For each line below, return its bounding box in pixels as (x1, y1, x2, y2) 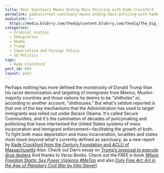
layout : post (5, 71, 32, 76)
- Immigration (9, 35, 38, 40)
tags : (5, 57, 16, 62)
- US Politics (9, 52, 38, 58)
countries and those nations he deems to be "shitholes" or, (22, 95, 141, 100)
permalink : (5, 12, 27, 17)
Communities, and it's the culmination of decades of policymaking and (5, 116, 147, 122)
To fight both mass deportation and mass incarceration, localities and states (5, 131, 158, 137)
